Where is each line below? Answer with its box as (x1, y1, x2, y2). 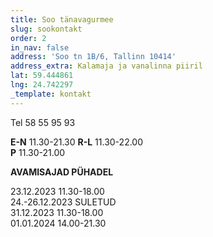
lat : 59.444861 (10, 71, 74, 81)
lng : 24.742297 (10, 80, 74, 90)
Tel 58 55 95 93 (10, 116, 76, 128)
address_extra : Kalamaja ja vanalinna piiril (10, 61, 203, 71)
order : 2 (10, 33, 47, 43)
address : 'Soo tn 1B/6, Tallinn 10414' (10, 52, 177, 62)
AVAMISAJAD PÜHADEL (10, 166, 114, 178)
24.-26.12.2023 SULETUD (10, 196, 117, 208)
